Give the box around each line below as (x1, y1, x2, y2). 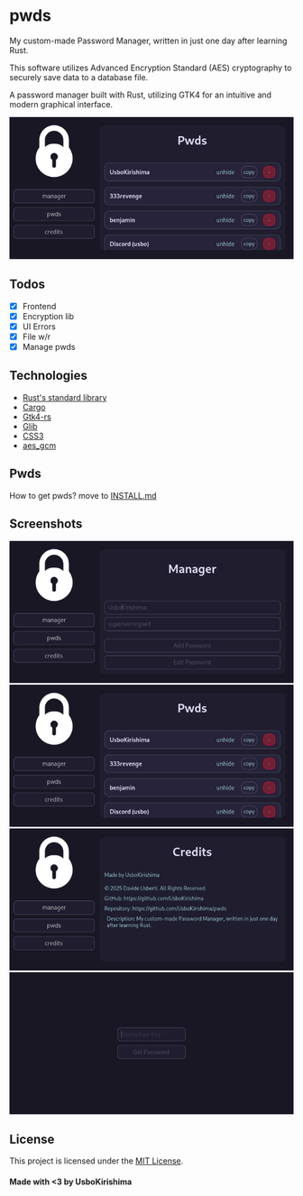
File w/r (22, 331, 51, 342)
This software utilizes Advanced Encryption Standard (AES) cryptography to (9, 62, 292, 73)
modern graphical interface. (9, 98, 114, 109)
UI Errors (22, 321, 56, 332)
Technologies (9, 368, 88, 383)
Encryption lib (22, 310, 75, 321)
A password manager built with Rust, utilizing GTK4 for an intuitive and (9, 89, 272, 100)
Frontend (22, 300, 57, 311)
